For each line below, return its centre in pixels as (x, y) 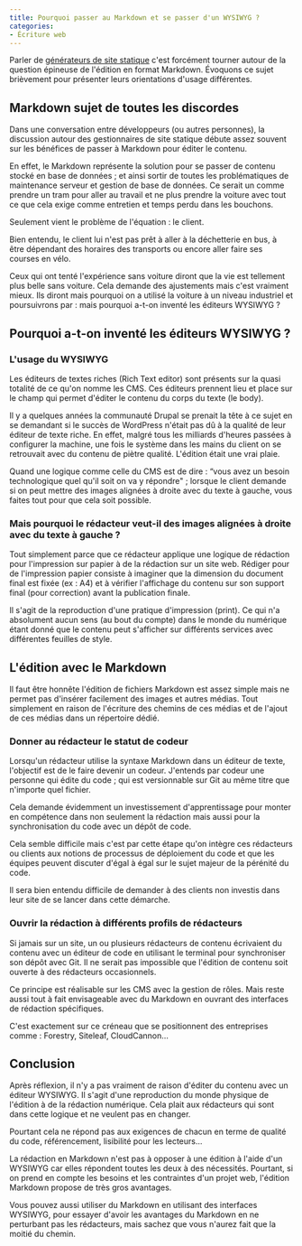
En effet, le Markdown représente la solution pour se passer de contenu (142, 166)
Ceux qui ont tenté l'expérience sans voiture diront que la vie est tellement (147, 276)
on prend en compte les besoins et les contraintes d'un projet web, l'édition (150, 1178)
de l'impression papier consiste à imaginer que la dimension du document (146, 573)
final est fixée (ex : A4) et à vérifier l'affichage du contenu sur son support (147, 583)
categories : (32, 26)
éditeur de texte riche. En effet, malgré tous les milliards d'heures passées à (150, 434)
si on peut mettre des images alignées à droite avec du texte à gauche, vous (151, 490)
